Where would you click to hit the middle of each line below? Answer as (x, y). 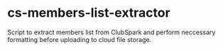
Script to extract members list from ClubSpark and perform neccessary (111, 32)
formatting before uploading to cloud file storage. (80, 39)
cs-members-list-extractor (89, 13)
